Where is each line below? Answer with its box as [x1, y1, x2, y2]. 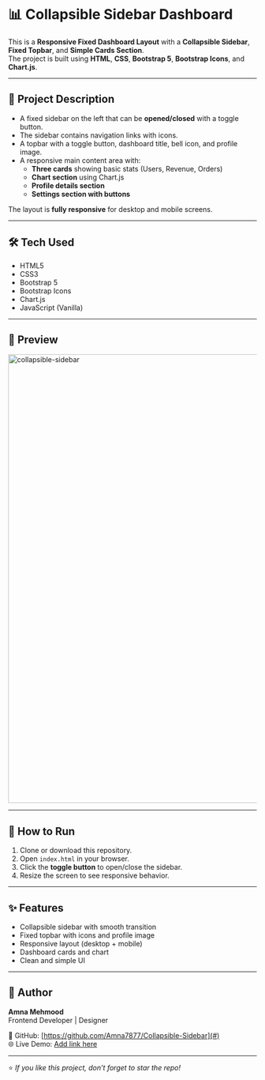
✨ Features [8, 901, 64, 915]
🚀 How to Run [8, 825, 76, 838]
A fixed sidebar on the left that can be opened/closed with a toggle [19, 113, 239, 123]
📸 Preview [8, 333, 58, 346]
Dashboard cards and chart [19, 947, 109, 957]
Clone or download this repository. [19, 846, 132, 855]
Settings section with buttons [31, 189, 131, 198]
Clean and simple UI [19, 956, 85, 965]
